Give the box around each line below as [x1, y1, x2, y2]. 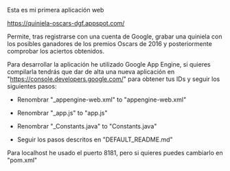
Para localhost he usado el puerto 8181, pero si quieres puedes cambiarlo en [7, 149, 223, 157]
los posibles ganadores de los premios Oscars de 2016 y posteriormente [7, 40, 213, 47]
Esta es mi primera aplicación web [7, 6, 104, 14]
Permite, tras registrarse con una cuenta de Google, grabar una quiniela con [7, 32, 222, 41]
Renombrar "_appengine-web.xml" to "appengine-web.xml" [16, 95, 187, 104]
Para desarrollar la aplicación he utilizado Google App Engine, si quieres [7, 60, 211, 68]
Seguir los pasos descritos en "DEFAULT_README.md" [16, 135, 173, 144]
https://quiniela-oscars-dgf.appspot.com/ [7, 19, 125, 27]
